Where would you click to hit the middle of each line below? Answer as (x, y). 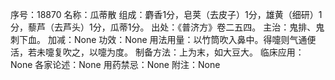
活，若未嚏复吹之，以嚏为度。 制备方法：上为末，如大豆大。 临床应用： (157, 52)
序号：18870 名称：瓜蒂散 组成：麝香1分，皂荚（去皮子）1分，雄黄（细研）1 (166, 14)
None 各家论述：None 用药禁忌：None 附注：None (115, 64)
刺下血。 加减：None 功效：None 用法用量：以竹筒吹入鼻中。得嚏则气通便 (163, 39)
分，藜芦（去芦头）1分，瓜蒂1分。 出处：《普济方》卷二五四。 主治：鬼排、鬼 (167, 27)
